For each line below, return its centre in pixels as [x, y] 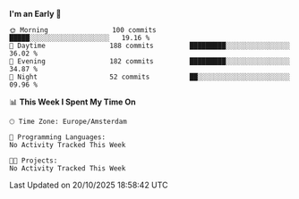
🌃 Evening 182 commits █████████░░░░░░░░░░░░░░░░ [150, 62]
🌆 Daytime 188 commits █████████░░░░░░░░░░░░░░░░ [150, 46]
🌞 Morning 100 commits [83, 30]
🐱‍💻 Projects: [34, 161]
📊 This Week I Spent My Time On [73, 102]
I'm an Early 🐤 [35, 14]
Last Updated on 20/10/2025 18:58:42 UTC [89, 185]
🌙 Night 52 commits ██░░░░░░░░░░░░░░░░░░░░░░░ [150, 77]
